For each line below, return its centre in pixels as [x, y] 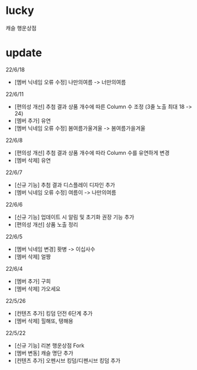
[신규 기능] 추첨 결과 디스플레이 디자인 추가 [65, 184]
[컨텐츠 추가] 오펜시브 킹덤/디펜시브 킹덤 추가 [67, 360]
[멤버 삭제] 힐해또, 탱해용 [44, 320]
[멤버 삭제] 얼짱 [33, 256]
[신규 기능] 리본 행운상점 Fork [49, 345]
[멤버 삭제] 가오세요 [37, 288]
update [24, 53]
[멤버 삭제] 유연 [33, 160]
